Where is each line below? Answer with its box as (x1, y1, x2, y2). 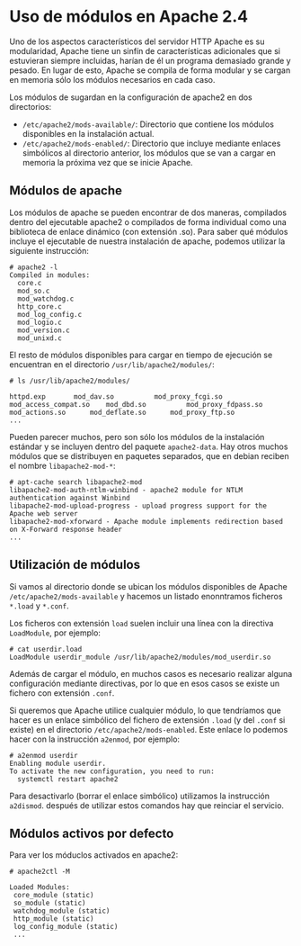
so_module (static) (13, 898, 87, 908)
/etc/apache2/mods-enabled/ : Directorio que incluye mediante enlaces (22, 138, 281, 149)
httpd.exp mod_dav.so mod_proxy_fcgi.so (9, 392, 223, 401)
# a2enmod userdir (9, 751, 78, 760)
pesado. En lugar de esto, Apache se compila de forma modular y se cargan (9, 65, 291, 76)
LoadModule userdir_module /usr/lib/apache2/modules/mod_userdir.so (9, 653, 271, 662)
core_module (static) (13, 891, 94, 900)
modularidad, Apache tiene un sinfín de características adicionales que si (9, 45, 281, 56)
